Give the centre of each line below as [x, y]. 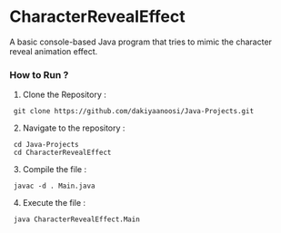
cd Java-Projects [46, 145]
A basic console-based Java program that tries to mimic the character [141, 42]
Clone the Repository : [65, 95]
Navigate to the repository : [74, 128]
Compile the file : [55, 170]
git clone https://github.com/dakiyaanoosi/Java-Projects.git [134, 112]
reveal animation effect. [54, 51]
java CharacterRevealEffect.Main [77, 219]
